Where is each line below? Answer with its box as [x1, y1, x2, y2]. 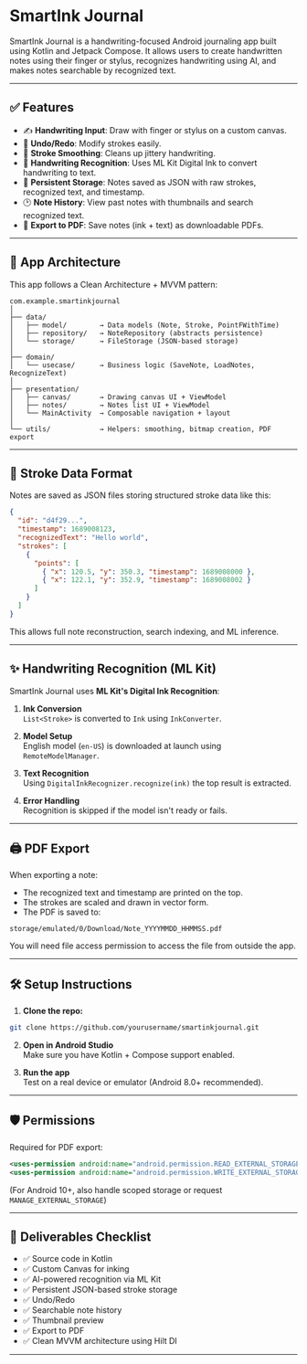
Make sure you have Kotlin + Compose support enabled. [22, 1050, 236, 1061]
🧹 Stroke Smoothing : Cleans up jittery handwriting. [22, 147, 217, 158]
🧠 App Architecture [9, 255, 122, 270]
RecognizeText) [9, 368, 68, 377]
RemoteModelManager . [22, 750, 100, 761]
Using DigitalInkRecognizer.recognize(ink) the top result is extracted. [22, 777, 291, 788]
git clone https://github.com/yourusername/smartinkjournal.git [9, 1023, 259, 1032]
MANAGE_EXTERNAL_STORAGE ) [9, 1194, 107, 1205]
